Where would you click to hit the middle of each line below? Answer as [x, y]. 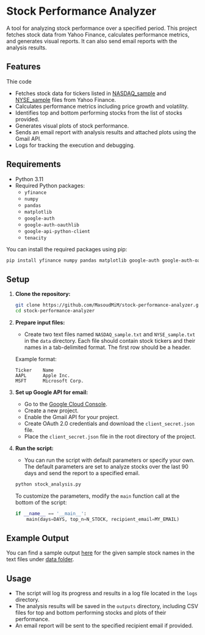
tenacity [35, 238]
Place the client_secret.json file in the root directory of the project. [110, 436]
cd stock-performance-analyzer [55, 311]
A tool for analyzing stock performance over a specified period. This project [102, 28]
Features [23, 67]
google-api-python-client [57, 231]
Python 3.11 [29, 179]
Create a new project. [52, 411]
